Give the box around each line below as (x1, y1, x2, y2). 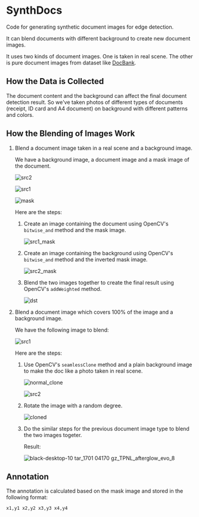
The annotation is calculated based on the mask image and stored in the (6, 487, 184, 495)
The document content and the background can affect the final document (6, 92, 187, 99)
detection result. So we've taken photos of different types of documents (6, 98, 184, 106)
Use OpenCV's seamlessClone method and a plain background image (23, 361, 192, 368)
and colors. (6, 111, 34, 118)
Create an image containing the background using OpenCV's (23, 249, 173, 256)
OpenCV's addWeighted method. (23, 285, 102, 292)
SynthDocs (6, 4, 63, 17)
